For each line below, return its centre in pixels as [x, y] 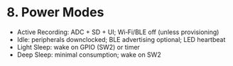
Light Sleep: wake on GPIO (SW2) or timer [78, 47]
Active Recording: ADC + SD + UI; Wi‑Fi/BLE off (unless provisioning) [118, 32]
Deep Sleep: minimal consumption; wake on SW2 [89, 55]
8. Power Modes [55, 12]
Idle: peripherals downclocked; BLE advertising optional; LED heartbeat [121, 39]
